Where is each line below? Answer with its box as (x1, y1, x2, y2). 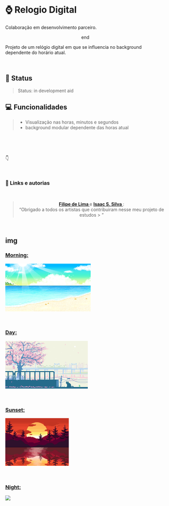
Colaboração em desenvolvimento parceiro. (5, 24, 97, 31)
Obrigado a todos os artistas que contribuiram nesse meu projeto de (21, 206, 164, 213)
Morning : (5, 252, 29, 259)
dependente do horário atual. (5, 49, 66, 55)
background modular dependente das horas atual (25, 124, 129, 130)
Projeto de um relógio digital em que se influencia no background (5, 44, 142, 50)
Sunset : (5, 406, 25, 413)
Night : (5, 484, 21, 491)
